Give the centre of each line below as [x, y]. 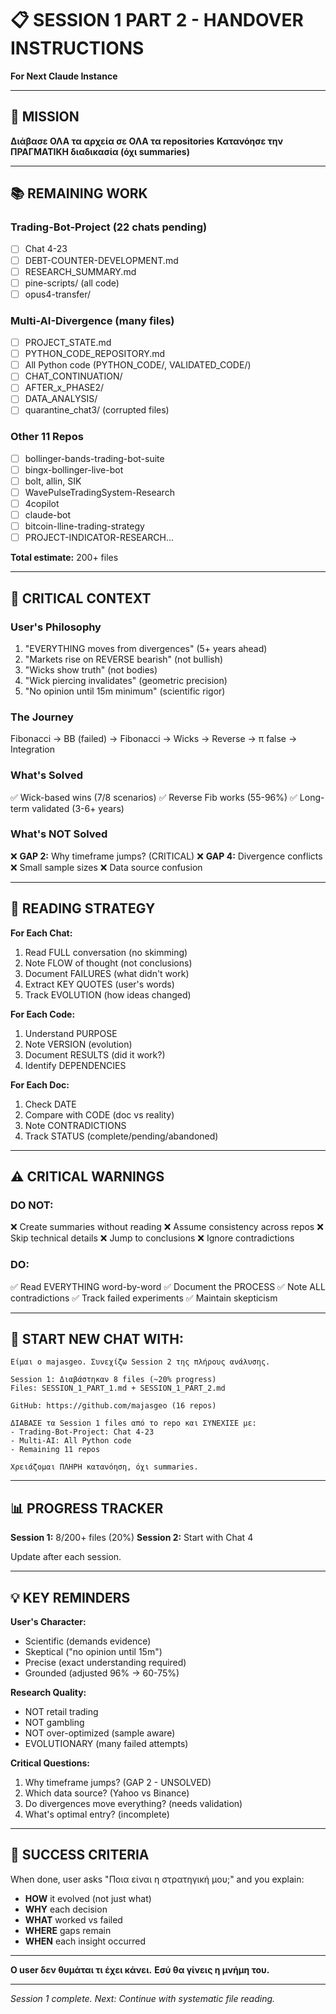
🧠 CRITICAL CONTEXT [81, 598]
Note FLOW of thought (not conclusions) [108, 963]
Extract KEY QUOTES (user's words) [99, 984]
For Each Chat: [41, 933]
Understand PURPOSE [71, 1033]
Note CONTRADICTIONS [75, 1125]
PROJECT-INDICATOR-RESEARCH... [99, 538]
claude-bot [48, 515]
